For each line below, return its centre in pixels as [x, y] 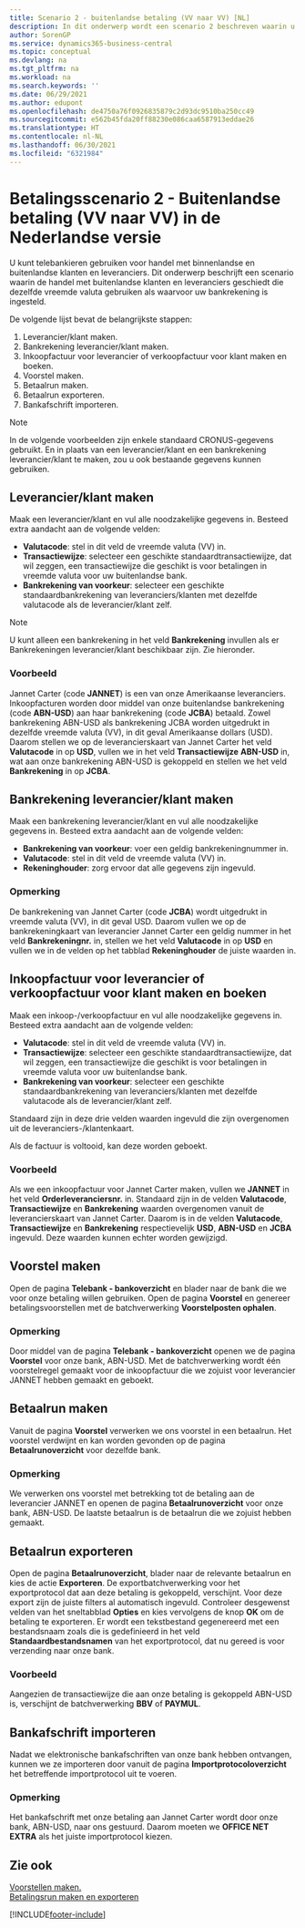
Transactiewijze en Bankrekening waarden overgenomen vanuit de [137, 1208]
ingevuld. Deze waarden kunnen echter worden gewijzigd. [118, 1237]
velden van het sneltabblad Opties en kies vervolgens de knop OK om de [147, 1612]
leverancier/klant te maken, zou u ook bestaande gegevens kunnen [135, 459]
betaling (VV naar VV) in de [115, 217]
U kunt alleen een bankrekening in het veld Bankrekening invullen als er [144, 640]
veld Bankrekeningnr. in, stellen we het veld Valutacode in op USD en [141, 941]
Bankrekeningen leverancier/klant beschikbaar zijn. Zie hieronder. [132, 650]
